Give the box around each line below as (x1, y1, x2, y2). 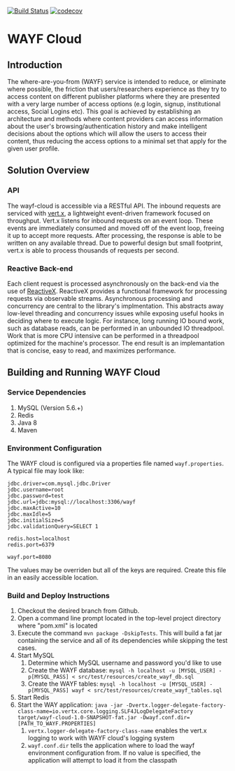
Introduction (7, 59, 63, 71)
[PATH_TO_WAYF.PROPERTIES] (17, 721, 97, 728)
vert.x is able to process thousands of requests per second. (7, 246, 180, 255)
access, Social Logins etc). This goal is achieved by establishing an (7, 107, 201, 115)
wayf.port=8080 (7, 553, 52, 560)
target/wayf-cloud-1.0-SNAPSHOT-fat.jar (17, 714, 137, 721)
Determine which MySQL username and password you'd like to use (27, 658, 222, 667)
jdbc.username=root (7, 486, 64, 493)
